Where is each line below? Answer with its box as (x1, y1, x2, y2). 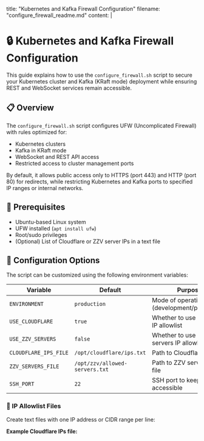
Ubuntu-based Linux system (15, 218, 86, 225)
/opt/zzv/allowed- (74, 360, 127, 367)
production (74, 301, 106, 308)
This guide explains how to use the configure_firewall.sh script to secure (6, 71, 192, 79)
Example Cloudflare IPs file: (6, 428, 78, 435)
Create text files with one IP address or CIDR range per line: (6, 415, 156, 423)
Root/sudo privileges (15, 231, 67, 238)
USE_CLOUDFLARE (9, 318, 53, 325)
